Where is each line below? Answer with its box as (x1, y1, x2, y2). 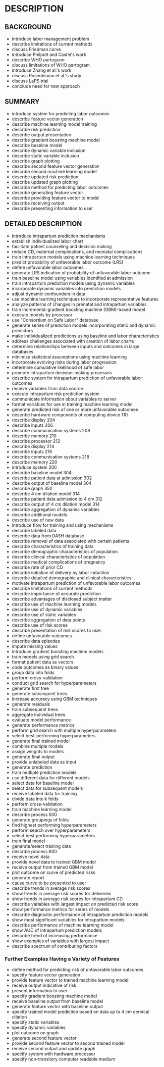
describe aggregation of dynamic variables (11, 506, 100, 512)
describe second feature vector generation (11, 163, 100, 169)
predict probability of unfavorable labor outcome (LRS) (11, 259, 124, 265)
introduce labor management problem (11, 36, 90, 42)
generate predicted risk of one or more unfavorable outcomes (11, 406, 138, 412)
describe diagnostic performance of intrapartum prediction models (11, 912, 149, 917)
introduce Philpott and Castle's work (11, 51, 86, 57)
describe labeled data (11, 527, 56, 533)
